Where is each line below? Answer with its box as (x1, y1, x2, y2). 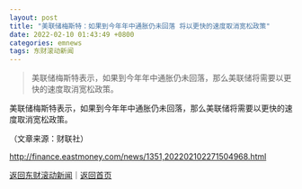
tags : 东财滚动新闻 (9, 47, 75, 56)
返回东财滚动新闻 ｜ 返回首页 (9, 170, 112, 181)
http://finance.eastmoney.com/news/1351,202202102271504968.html (9, 151, 267, 162)
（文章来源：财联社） (9, 133, 88, 144)
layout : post (9, 13, 58, 22)
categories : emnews (9, 38, 83, 48)
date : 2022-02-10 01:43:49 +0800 (9, 30, 135, 39)
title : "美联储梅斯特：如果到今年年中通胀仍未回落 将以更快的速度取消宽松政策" (9, 22, 271, 31)
